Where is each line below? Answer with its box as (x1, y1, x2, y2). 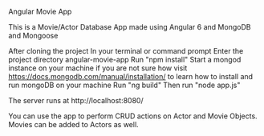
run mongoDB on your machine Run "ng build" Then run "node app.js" (8, 80, 241, 90)
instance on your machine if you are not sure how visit (8, 63, 188, 73)
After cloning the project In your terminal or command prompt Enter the (8, 46, 244, 55)
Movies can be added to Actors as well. (8, 120, 139, 129)
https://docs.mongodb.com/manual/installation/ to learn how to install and (8, 72, 254, 81)
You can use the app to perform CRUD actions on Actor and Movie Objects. (8, 111, 258, 121)
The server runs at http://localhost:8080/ (8, 96, 144, 105)
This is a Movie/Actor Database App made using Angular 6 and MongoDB (8, 22, 251, 31)
